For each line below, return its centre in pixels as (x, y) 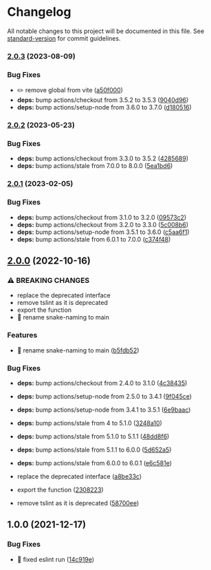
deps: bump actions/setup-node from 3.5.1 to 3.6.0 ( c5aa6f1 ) (103, 232)
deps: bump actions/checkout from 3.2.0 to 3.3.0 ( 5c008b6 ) (103, 224)
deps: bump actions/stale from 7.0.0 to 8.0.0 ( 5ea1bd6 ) (95, 166)
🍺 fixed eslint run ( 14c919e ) (56, 559)
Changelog (39, 12)
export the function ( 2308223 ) (60, 489)
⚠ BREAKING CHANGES (48, 280)
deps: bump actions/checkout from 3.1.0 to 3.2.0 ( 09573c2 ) (102, 217)
